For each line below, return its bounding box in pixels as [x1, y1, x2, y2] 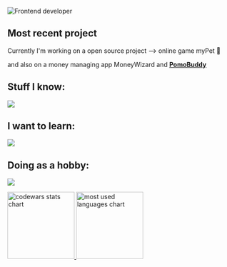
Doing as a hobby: [7, 159, 89, 171]
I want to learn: [7, 120, 76, 132]
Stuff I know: [7, 81, 66, 93]
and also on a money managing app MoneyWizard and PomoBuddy [7, 60, 207, 69]
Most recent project [7, 27, 98, 39]
